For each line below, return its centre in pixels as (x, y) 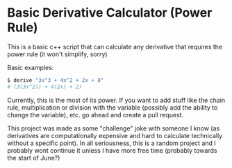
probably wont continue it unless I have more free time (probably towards (112, 150)
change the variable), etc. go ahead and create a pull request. (96, 115)
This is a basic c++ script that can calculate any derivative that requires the (115, 47)
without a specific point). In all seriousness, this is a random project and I (112, 143)
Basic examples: (31, 67)
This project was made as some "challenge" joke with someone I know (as (114, 128)
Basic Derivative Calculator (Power (110, 13)
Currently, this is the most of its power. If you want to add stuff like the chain (116, 100)
